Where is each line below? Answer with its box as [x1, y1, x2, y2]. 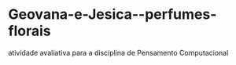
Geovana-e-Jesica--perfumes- [8, 5, 217, 23]
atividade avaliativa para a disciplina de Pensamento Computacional [8, 48, 229, 57]
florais [8, 22, 51, 40]
